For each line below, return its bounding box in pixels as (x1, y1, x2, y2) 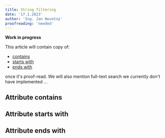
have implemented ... (5, 79, 48, 85)
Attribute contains (5, 93, 63, 102)
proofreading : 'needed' (5, 21, 54, 26)
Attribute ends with (5, 127, 66, 135)
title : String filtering (5, 7, 56, 12)
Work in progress (5, 34, 41, 40)
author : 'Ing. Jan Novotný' (5, 16, 63, 21)
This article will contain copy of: (5, 44, 70, 50)
